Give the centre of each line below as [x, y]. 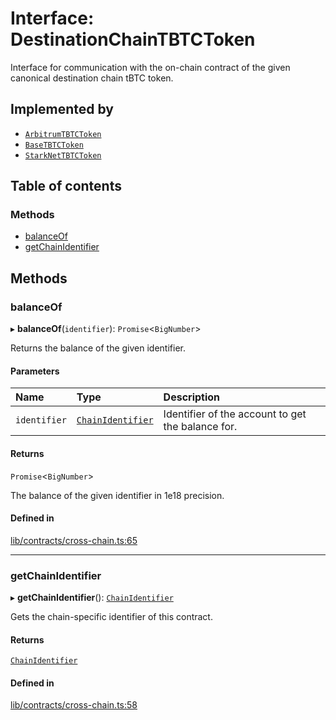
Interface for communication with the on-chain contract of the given [150, 67]
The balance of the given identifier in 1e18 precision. [117, 495]
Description [192, 397]
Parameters [35, 371]
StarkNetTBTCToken [63, 155]
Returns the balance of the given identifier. [98, 348]
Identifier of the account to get [235, 414]
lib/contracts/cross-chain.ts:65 [74, 540]
